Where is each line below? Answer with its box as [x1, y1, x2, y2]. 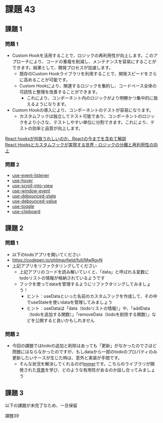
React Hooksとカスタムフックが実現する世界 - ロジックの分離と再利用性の [5, 141, 154, 148]
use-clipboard [12, 209, 40, 215]
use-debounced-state [12, 193, 56, 199]
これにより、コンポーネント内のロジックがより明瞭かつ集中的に [26, 95, 154, 101]
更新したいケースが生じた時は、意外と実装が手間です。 [12, 355, 122, 361]
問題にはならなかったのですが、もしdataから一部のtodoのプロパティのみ [12, 349, 158, 355]
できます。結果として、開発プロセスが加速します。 [12, 65, 113, 70]
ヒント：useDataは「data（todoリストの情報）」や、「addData [26, 305, 150, 311]
